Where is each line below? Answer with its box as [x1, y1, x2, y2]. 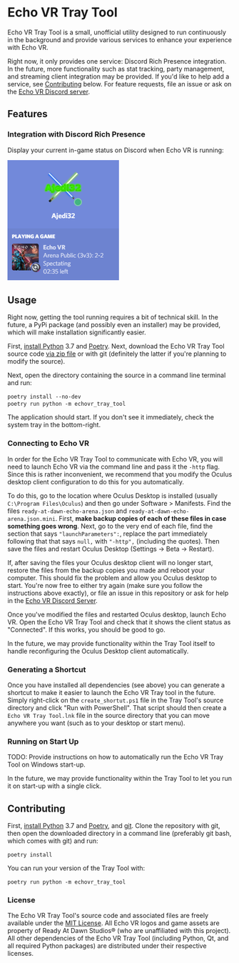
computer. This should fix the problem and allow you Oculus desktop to [7, 573, 218, 582]
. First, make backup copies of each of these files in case [55, 514, 227, 522]
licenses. [7, 949, 34, 958]
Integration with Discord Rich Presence [7, 129, 146, 139]
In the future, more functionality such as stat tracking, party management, [7, 64, 225, 73]
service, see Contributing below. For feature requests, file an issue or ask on [7, 79, 232, 88]
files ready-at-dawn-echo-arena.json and [7, 507, 127, 515]
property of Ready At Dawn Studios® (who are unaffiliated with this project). [7, 927, 231, 935]
